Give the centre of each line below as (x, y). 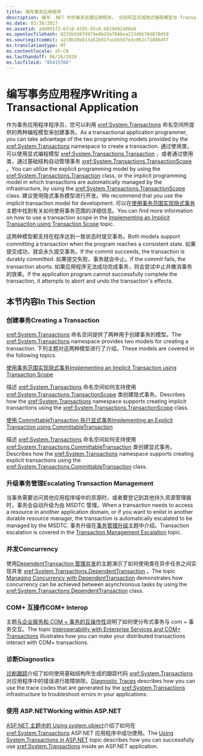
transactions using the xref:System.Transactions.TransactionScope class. (98, 408)
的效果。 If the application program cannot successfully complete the (92, 274)
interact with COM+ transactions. (47, 642)
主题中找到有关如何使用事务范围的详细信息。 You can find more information (100, 211)
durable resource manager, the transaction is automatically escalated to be (99, 518)
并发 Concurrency (32, 549)
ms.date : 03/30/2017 (32, 23)
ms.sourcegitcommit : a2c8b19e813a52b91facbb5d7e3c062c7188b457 (88, 40)
